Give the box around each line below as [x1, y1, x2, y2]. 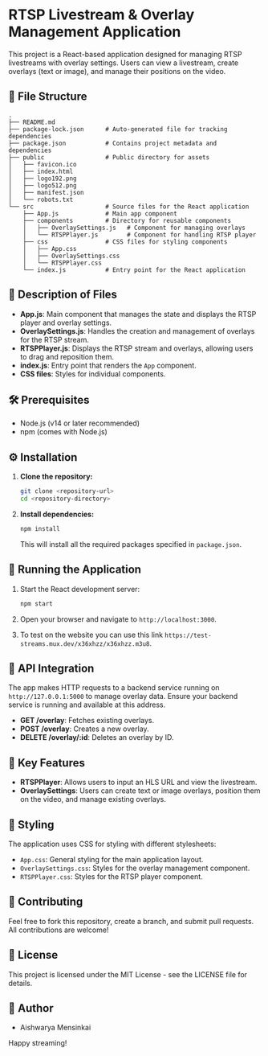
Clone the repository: [19, 472, 93, 482]
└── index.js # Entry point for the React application [22, 265, 246, 274]
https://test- [164, 631, 212, 639]
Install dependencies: [19, 509, 95, 519]
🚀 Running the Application [8, 563, 142, 577]
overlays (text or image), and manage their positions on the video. [8, 66, 226, 76]
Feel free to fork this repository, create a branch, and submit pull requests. [8, 916, 254, 926]
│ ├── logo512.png [8, 181, 78, 190]
